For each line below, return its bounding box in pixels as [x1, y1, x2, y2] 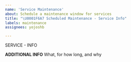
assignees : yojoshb [5, 25, 45, 30]
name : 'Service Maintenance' [5, 7, 64, 12]
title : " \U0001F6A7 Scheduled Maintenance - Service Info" [5, 16, 127, 21]
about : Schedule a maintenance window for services [5, 12, 112, 16]
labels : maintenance [5, 20, 47, 25]
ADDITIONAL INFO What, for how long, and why [5, 51, 102, 58]
